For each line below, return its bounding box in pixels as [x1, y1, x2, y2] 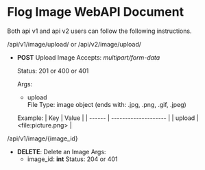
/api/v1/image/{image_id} [7, 134, 78, 143]
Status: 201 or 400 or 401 [16, 66, 89, 75]
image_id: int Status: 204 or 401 [27, 155, 118, 163]
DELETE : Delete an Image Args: [16, 147, 106, 156]
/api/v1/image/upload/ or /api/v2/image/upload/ [7, 40, 142, 48]
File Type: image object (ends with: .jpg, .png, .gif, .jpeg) [27, 100, 186, 108]
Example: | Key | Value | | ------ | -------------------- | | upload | [16, 114, 199, 122]
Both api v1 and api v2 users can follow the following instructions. [7, 27, 192, 35]
